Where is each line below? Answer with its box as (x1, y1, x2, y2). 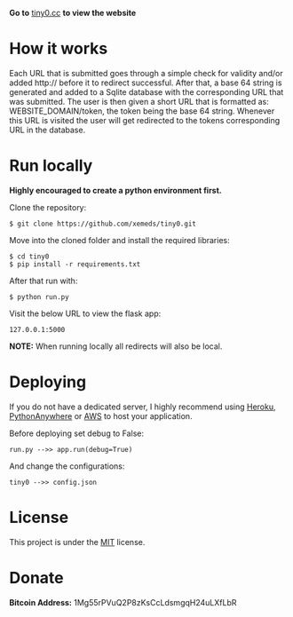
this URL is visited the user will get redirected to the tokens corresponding (9, 115, 281, 125)
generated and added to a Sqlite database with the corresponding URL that (9, 86, 284, 97)
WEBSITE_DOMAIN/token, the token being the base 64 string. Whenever (9, 106, 275, 116)
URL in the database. (9, 124, 86, 135)
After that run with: (9, 275, 78, 286)
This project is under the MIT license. (9, 536, 146, 547)
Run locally (9, 155, 93, 176)
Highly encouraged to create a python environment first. (9, 185, 222, 195)
